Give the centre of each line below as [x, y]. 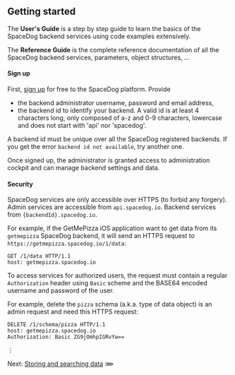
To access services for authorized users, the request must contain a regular [117, 275]
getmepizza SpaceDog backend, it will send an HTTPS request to [101, 236]
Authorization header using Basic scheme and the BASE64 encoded [107, 283]
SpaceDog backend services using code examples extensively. [99, 36]
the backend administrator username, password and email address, [115, 103]
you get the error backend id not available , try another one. [96, 147]
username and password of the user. [61, 291]
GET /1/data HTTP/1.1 [39, 256]
